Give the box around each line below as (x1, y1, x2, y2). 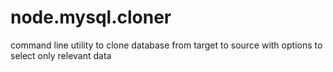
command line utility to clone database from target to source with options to (10, 39, 323, 51)
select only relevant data (10, 49, 112, 61)
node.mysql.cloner (10, 6, 172, 29)
